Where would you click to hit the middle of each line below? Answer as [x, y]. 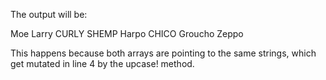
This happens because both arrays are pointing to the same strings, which [163, 53]
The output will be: [49, 14]
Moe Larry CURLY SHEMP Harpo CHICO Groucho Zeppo [127, 33]
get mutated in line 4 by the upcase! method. [102, 63]
